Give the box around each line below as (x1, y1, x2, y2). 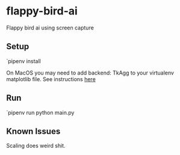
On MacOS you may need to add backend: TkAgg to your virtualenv (6, 69, 175, 76)
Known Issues (6, 126, 61, 136)
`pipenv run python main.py (6, 109, 75, 116)
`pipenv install (6, 57, 41, 64)
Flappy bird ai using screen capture (6, 24, 95, 31)
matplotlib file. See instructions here (6, 75, 96, 82)
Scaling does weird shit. (6, 142, 66, 150)
